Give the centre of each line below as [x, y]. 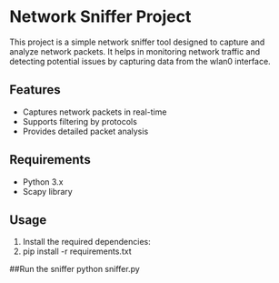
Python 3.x [43, 182]
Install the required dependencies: [87, 242]
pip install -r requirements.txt [77, 251]
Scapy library [47, 191]
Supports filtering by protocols [80, 121]
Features [35, 90]
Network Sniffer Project [100, 17]
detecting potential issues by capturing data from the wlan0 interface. [140, 61]
